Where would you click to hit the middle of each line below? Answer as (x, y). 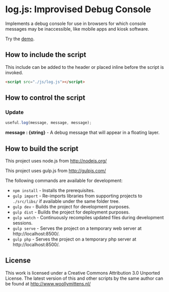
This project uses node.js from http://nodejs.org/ (56, 161)
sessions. (23, 223)
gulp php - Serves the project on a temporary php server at (74, 239)
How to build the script (42, 149)
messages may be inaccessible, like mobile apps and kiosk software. (77, 29)
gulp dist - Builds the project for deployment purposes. (71, 212)
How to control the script (45, 98)
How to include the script (46, 55)
